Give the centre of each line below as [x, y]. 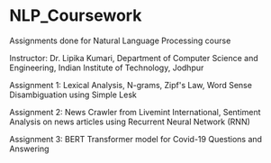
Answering [29, 149]
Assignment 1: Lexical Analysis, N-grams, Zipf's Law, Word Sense [131, 85]
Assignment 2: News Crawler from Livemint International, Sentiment [135, 112]
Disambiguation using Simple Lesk [73, 95]
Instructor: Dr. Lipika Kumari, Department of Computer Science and [134, 58]
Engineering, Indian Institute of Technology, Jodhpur [107, 68]
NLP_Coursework [76, 16]
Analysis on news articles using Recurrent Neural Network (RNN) [130, 122]
